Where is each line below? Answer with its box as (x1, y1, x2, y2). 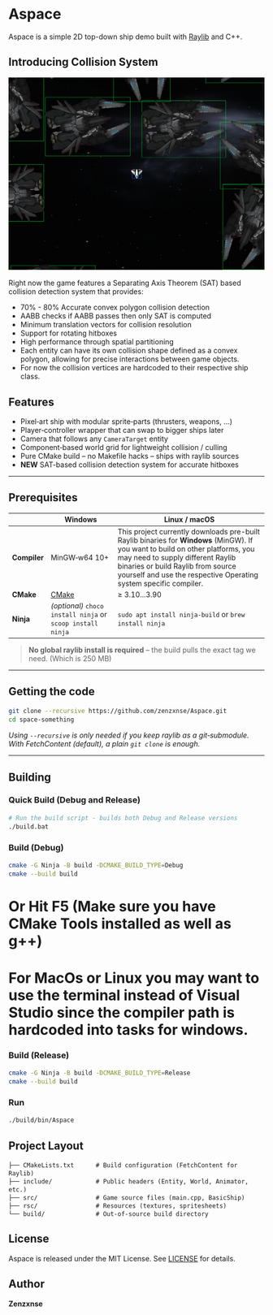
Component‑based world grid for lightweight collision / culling (19, 443, 227, 452)
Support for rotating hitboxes (19, 328, 118, 338)
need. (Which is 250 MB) (28, 653, 112, 663)
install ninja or (50, 610, 107, 620)
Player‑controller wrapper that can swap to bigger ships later (19, 426, 224, 435)
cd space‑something (8, 716, 75, 724)
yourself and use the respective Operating (117, 569, 258, 579)
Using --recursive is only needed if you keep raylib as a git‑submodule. (8, 730, 249, 740)
